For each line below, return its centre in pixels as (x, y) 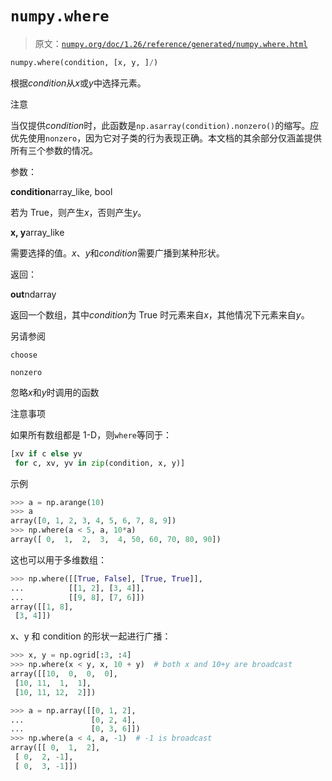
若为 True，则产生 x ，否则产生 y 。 (78, 212)
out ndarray (33, 294)
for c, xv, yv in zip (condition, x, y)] (100, 463)
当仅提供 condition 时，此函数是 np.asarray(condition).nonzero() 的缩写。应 (165, 125)
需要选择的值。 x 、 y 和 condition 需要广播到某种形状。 (117, 253)
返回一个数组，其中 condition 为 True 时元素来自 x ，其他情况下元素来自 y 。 (160, 314)
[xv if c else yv (46, 453)
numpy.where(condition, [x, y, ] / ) (84, 62)
